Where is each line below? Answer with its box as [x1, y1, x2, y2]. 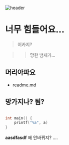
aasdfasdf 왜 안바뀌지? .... [5, 134, 58, 140]
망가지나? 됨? [5, 98, 45, 106]
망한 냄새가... [29, 52, 56, 58]
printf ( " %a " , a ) [14, 120, 48, 125]
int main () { [5, 115, 32, 120]
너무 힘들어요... [5, 24, 65, 35]
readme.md [12, 82, 36, 88]
